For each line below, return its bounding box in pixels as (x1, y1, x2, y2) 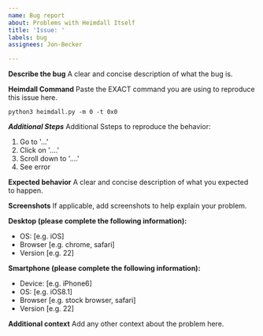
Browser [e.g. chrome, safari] (19, 240, 116, 249)
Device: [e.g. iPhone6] (19, 279, 93, 288)
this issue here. (8, 93, 57, 102)
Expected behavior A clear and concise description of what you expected (8, 178, 249, 187)
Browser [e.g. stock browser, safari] (19, 296, 136, 305)
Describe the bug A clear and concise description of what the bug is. (8, 69, 233, 79)
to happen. (8, 186, 43, 195)
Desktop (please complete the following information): (8, 216, 187, 226)
